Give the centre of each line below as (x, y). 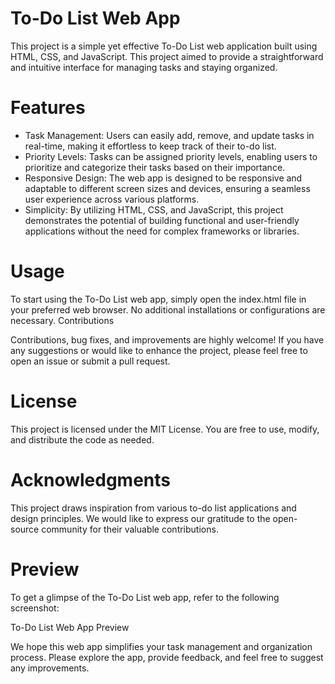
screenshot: (35, 608)
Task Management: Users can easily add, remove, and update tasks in (169, 135)
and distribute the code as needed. (82, 439)
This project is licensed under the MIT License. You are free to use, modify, (165, 429)
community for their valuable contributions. (130, 529)
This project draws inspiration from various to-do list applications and (153, 508)
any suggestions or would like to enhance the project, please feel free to (159, 350)
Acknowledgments (91, 479)
